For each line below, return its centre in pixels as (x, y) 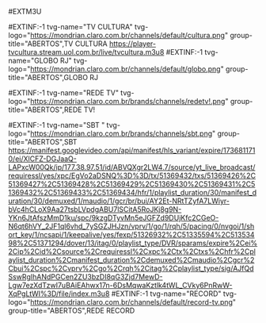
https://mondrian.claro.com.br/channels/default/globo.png (125, 69)
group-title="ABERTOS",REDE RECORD (72, 310)
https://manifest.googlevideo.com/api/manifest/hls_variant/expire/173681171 (132, 150)
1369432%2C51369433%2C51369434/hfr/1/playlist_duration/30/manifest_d (133, 192)
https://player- (133, 44)
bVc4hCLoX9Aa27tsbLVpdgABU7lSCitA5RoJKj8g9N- (95, 209)
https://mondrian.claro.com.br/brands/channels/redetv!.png (128, 101)
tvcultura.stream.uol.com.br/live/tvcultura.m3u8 (86, 52)
